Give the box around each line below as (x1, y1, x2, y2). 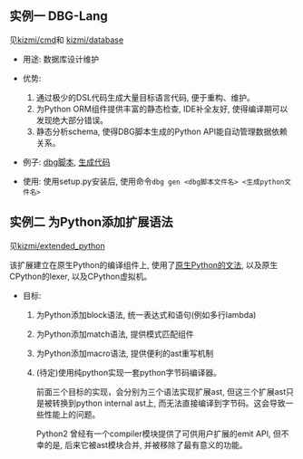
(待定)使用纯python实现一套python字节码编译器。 (35, 367, 222, 378)
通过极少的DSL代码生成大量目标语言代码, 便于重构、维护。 (35, 91, 256, 102)
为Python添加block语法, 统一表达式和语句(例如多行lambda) (35, 309, 257, 320)
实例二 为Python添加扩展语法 (9, 215, 174, 230)
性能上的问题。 (44, 408, 101, 419)
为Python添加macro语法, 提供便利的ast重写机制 (35, 348, 214, 359)
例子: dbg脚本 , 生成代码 (22, 157, 111, 167)
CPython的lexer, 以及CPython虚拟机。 (9, 271, 152, 282)
